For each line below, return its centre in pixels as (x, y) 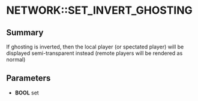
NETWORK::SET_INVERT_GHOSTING (100, 10)
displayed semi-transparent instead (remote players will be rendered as (94, 53)
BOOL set (27, 93)
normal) (16, 59)
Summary (25, 33)
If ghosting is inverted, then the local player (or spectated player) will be (95, 47)
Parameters (28, 78)
